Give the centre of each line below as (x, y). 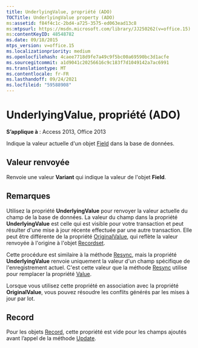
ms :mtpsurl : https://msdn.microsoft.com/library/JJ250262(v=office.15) (98, 29)
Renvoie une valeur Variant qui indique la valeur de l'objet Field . (86, 177)
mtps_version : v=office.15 (40, 46)
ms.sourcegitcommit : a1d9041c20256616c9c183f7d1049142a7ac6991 (88, 62)
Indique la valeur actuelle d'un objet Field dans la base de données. (90, 143)
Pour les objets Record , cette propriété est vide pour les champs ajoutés (96, 332)
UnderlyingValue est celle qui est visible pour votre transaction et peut (95, 223)
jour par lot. (21, 298)
